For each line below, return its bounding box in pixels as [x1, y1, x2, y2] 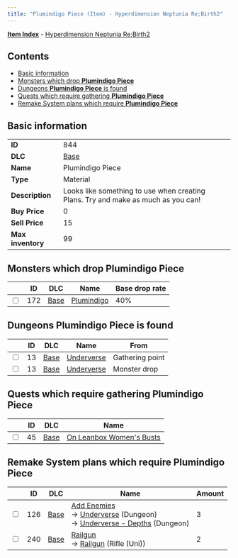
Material [62, 174, 91, 184]
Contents [7, 50, 50, 62]
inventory [11, 238, 45, 248]
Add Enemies [71, 501, 115, 510]
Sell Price [11, 218, 44, 228]
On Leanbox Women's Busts [66, 432, 161, 442]
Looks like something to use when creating [62, 186, 205, 196]
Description [11, 191, 52, 201]
